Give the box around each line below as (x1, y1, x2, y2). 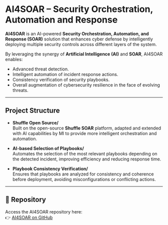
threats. (12, 87, 28, 93)
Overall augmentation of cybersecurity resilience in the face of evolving (12, 81, 160, 88)
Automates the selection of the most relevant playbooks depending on (12, 150, 157, 156)
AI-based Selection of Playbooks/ (12, 145, 84, 151)
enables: (5, 56, 23, 62)
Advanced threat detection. (12, 66, 69, 72)
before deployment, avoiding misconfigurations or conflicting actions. (12, 176, 156, 182)
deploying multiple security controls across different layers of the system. (5, 41, 157, 47)
